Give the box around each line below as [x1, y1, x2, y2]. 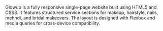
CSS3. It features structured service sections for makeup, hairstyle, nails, [5, 9, 158, 15]
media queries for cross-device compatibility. [5, 20, 101, 26]
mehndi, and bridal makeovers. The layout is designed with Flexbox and [5, 15, 155, 20]
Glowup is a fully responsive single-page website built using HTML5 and [5, 4, 157, 10]
